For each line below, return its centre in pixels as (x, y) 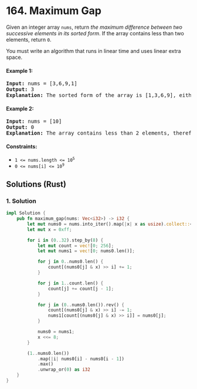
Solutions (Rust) (36, 184)
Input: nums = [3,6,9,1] (42, 84)
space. (14, 57)
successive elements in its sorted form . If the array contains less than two (95, 33)
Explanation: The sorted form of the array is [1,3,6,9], (91, 95)
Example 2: (20, 108)
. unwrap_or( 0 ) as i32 (64, 370)
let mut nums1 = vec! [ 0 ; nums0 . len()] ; (86, 251)
